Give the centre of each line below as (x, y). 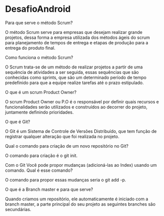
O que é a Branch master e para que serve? (49, 189)
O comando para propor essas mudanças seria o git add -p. (66, 180)
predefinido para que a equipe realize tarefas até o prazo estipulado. (74, 83)
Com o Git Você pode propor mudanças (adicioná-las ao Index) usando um (81, 165)
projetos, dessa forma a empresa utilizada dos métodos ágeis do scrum (78, 37)
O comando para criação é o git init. (41, 155)
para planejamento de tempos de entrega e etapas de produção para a (77, 42)
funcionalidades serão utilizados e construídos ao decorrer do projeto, (76, 107)
